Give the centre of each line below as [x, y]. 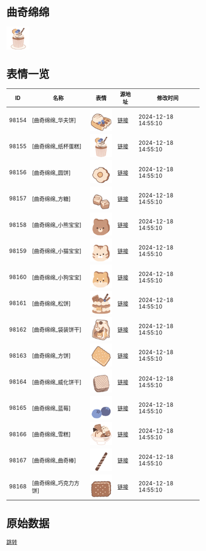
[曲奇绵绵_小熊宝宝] [56, 225]
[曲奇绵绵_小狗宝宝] [56, 277]
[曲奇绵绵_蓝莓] [51, 408]
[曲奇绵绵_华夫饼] [54, 120]
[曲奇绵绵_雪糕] [51, 434]
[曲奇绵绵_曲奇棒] [54, 460]
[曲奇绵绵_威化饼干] [56, 382]
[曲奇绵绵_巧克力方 [55, 483]
